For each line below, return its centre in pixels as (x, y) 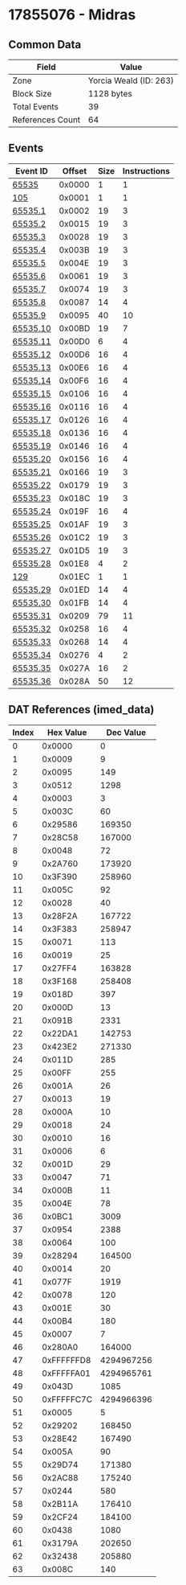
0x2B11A (60, 1504)
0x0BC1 (58, 1216)
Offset (75, 170)
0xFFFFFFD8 (67, 1360)
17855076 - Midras (72, 15)
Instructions (147, 170)
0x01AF (74, 524)
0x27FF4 (60, 968)
